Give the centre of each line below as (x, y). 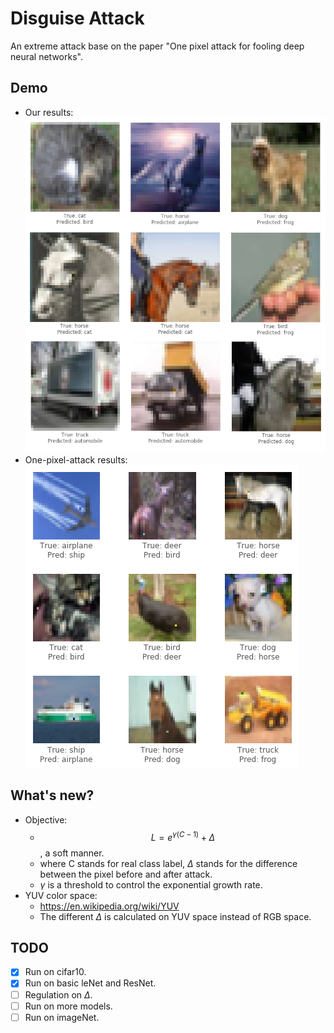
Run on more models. (68, 1006)
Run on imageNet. (62, 1017)
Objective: (46, 819)
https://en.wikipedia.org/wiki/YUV (109, 906)
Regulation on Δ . (58, 994)
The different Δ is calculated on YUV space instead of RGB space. (175, 916)
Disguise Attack (77, 18)
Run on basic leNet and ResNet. (90, 983)
